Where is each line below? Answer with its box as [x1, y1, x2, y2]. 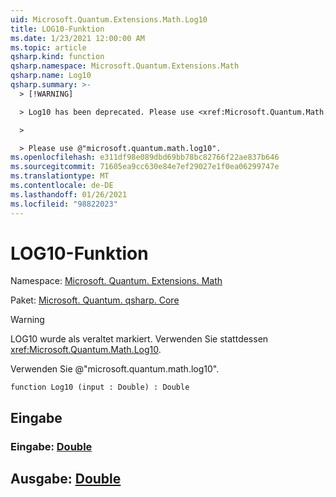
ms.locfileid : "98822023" [10, 199, 118, 209]
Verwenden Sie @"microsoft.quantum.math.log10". [10, 363, 220, 375]
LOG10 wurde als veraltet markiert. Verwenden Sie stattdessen [10, 333, 269, 345]
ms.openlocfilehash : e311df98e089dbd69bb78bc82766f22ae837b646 [10, 152, 280, 163]
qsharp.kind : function [10, 52, 105, 62]
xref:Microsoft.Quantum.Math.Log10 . [10, 344, 162, 356]
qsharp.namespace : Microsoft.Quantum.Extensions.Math [10, 61, 240, 71]
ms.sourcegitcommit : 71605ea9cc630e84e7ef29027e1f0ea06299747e [10, 162, 280, 172]
